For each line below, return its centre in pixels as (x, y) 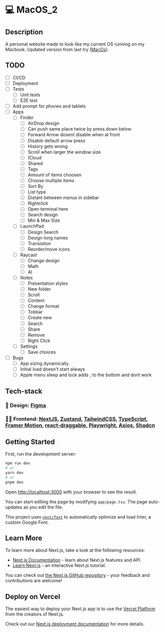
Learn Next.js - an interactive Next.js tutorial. (59, 566)
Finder (27, 117)
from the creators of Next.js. (35, 614)
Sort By (35, 186)
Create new (40, 318)
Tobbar (35, 312)
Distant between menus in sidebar (64, 197)
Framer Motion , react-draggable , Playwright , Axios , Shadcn (80, 425)
